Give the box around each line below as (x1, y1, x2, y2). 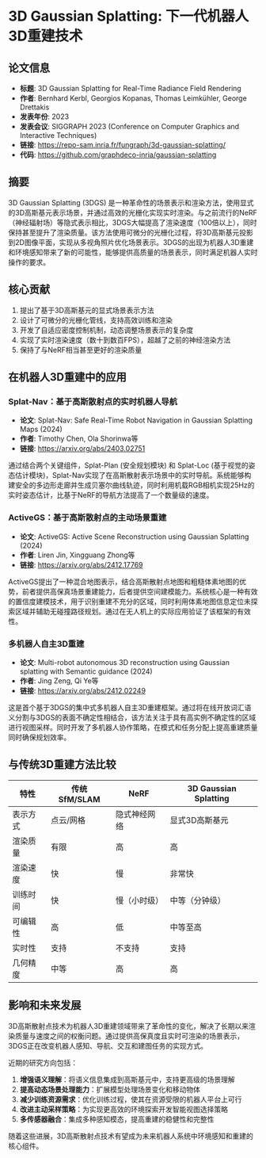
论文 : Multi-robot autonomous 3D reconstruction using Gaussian (19, 657, 230, 667)
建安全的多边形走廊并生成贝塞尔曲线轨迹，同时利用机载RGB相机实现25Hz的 (8, 480, 255, 490)
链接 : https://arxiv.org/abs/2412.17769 (19, 560, 144, 569)
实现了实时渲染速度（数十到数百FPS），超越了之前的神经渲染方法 (19, 334, 231, 345)
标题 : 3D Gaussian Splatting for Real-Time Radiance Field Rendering (19, 84, 241, 93)
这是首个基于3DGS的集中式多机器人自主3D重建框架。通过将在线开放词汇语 (8, 702, 252, 712)
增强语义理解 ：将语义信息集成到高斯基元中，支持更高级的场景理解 (19, 1075, 235, 1084)
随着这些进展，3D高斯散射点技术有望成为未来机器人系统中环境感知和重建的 (8, 1131, 253, 1141)
